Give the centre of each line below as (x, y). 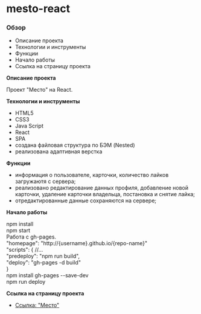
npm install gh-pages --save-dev (47, 275)
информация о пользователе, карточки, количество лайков (92, 175)
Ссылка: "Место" (37, 305)
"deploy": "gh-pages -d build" (44, 263)
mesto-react (38, 9)
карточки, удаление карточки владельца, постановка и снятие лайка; (105, 194)
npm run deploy (26, 282)
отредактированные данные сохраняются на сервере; (86, 200)
